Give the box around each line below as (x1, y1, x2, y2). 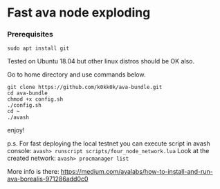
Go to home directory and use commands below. (7, 70, 146, 79)
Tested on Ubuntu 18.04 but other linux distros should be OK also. (7, 57, 195, 66)
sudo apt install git (7, 45, 70, 52)
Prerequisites (7, 30, 53, 39)
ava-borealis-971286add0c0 (7, 175, 89, 183)
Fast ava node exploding (7, 5, 151, 21)
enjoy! (7, 126, 25, 135)
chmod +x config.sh (7, 96, 64, 103)
